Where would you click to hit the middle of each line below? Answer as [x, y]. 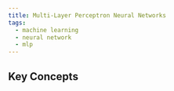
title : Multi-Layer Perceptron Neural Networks [87, 15]
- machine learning [47, 30]
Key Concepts [43, 76]
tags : [17, 23]
